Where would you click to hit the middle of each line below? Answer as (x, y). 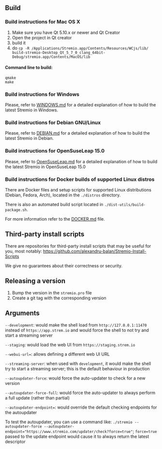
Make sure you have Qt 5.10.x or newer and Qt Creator (66, 32)
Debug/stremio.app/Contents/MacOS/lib (51, 57)
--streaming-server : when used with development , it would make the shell (78, 363)
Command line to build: (29, 68)
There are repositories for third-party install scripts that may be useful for (78, 246)
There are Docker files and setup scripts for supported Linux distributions (78, 190)
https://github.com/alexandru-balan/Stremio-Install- (95, 251)
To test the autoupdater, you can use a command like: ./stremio (69, 422)
